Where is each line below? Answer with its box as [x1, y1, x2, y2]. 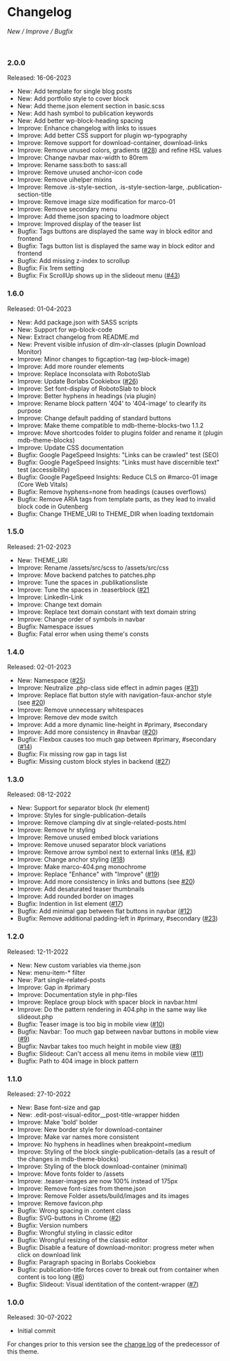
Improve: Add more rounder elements [17, 362, 125, 370]
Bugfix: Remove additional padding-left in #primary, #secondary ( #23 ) [17, 914, 218, 923]
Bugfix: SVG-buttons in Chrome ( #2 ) [17, 1214, 121, 1222]
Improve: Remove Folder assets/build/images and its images [17, 1192, 189, 1200]
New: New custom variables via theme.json [17, 961, 141, 969]
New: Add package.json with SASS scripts [17, 318, 139, 326]
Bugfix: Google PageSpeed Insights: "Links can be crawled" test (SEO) [17, 450, 220, 459]
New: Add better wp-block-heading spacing [17, 117, 143, 125]
